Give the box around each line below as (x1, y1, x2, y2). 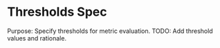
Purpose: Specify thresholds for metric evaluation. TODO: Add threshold (7, 27, 213, 35)
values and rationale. (7, 34, 67, 42)
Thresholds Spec (7, 4, 107, 20)
